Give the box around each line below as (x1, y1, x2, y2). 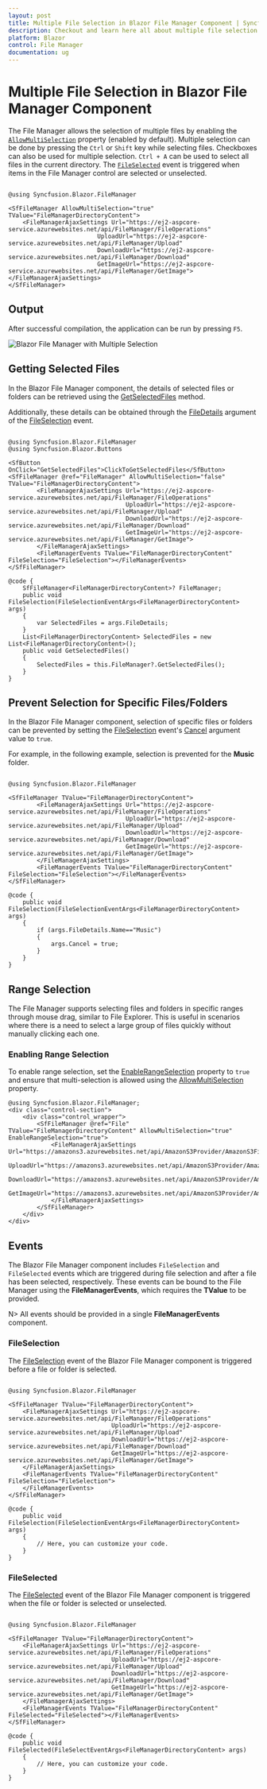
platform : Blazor (8, 33, 66, 42)
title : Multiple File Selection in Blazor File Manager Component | (8, 19, 240, 27)
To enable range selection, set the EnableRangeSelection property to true (8, 1067, 250, 1077)
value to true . (8, 734, 53, 743)
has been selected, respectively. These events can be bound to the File (8, 1277, 242, 1286)
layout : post (8, 11, 52, 20)
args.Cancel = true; (50, 940, 119, 949)
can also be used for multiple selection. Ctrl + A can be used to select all (8, 151, 249, 161)
